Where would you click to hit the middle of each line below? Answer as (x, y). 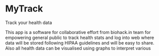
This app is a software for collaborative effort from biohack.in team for (78, 32)
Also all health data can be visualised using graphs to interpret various (78, 48)
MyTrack (24, 9)
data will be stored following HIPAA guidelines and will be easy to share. (80, 42)
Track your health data (29, 22)
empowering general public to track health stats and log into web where (80, 37)
